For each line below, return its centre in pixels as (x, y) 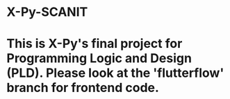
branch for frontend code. (83, 88)
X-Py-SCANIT (47, 12)
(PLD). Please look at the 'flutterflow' (115, 73)
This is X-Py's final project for (95, 44)
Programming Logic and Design (99, 58)
